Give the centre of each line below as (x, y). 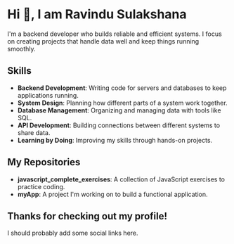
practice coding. (41, 186)
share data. (34, 132)
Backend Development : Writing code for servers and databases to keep (122, 88)
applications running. (48, 95)
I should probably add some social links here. (73, 233)
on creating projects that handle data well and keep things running (103, 41)
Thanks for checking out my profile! (87, 216)
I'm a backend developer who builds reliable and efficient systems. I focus (115, 34)
